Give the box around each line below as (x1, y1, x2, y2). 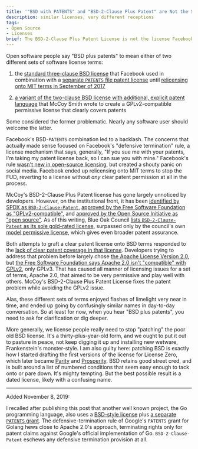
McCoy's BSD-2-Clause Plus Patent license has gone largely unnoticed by (6, 191, 187, 198)
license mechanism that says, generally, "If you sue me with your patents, (6, 148, 185, 155)
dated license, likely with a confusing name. (6, 376, 113, 383)
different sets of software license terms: (6, 58, 103, 66)
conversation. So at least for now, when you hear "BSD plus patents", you (6, 308, 184, 315)
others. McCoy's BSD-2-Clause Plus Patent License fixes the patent (6, 278, 171, 285)
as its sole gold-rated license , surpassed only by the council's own (23, 223, 186, 229)
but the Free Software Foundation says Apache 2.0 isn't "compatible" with (6, 259, 186, 266)
